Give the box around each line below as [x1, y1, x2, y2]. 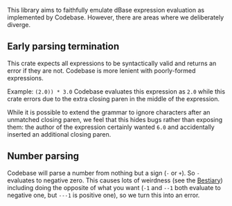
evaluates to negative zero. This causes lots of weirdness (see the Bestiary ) [7, 176, 223, 184]
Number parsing [7, 151, 80, 162]
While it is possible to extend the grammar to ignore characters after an [7, 108, 211, 117]
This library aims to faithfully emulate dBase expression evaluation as [7, 6, 205, 14]
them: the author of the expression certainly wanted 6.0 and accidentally [7, 123, 215, 131]
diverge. [7, 21, 31, 28]
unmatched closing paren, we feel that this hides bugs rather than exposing [7, 115, 223, 123]
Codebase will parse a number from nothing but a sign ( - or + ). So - [7, 169, 200, 177]
